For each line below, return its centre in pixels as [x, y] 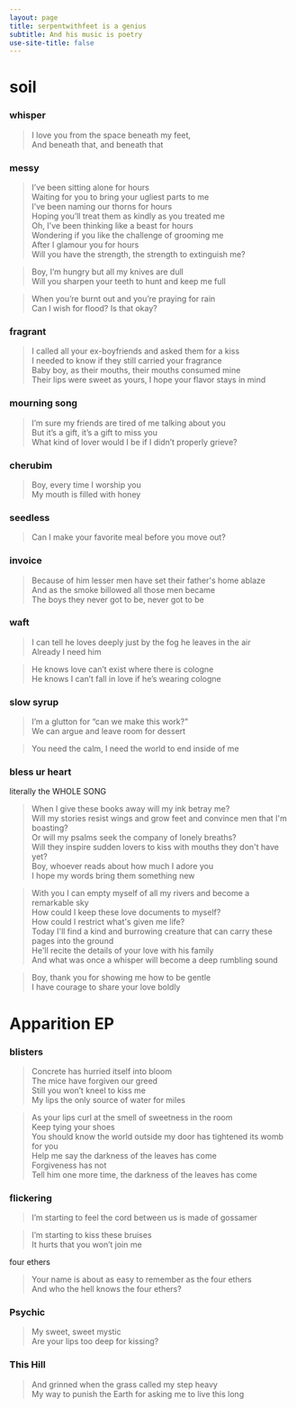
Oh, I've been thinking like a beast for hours [112, 226]
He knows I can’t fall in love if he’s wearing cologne [126, 678]
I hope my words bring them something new [113, 876]
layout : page [34, 18]
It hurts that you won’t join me [86, 1245]
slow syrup [34, 702]
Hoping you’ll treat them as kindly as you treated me [128, 216]
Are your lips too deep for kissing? [95, 1341]
